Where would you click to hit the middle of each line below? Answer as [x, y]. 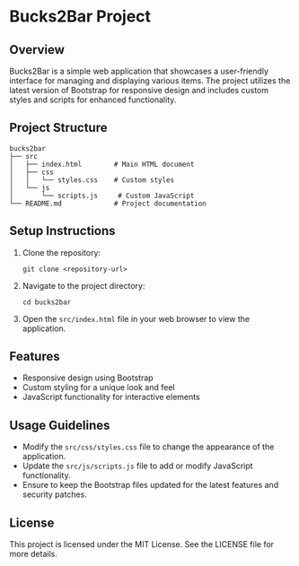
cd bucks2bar [47, 302]
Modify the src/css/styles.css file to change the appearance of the [148, 447]
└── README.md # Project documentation [108, 204]
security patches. [54, 494]
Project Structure [58, 128]
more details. [34, 554]
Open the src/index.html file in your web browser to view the [136, 318]
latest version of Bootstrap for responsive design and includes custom [139, 90]
